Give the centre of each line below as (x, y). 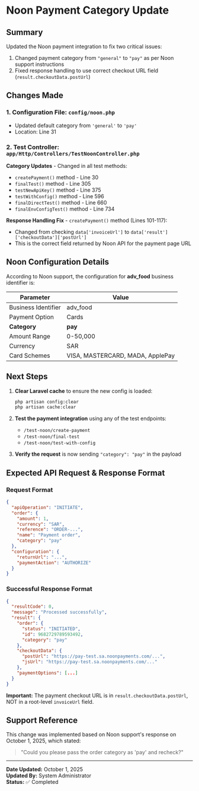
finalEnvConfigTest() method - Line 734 (65, 209)
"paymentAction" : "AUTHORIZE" (54, 563)
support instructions (39, 64)
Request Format (30, 490)
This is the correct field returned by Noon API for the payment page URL (103, 243)
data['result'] (149, 232)
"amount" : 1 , (33, 519)
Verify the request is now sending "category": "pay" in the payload (98, 454)
